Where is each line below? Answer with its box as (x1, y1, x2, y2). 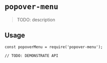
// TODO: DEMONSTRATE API (4, 53, 58, 58)
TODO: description (16, 16, 56, 22)
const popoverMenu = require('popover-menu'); (4, 44, 103, 49)
